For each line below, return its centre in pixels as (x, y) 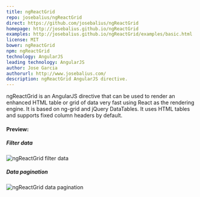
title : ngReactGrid (31, 12)
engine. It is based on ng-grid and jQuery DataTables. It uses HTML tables (98, 109)
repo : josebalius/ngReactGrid (44, 17)
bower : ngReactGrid (31, 46)
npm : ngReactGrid (28, 51)
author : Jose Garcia (32, 68)
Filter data (20, 143)
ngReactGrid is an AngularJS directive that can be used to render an (91, 96)
